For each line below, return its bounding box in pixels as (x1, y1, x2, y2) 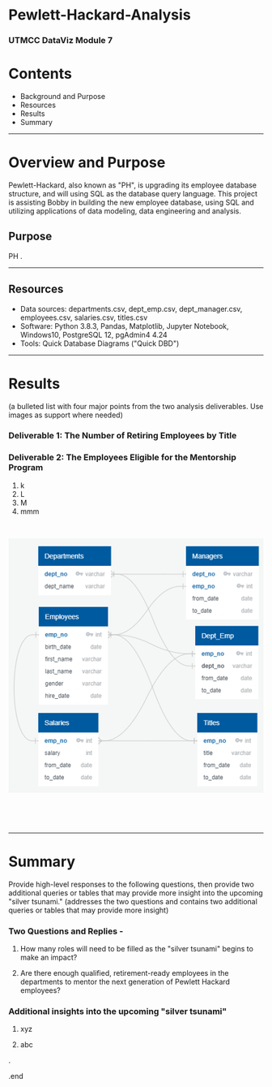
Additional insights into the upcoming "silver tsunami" (8, 1006, 227, 1017)
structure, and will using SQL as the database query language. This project (8, 188, 257, 198)
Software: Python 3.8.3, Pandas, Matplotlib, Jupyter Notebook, (19, 321, 229, 330)
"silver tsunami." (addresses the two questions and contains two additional (8, 896, 257, 906)
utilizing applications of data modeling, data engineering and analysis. (8, 205, 241, 216)
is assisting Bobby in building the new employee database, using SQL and (8, 197, 255, 207)
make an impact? (19, 952, 78, 963)
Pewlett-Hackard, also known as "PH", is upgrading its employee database (8, 180, 257, 190)
